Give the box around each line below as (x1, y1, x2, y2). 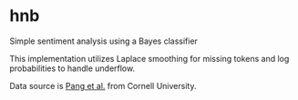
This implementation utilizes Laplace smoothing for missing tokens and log (9, 53, 290, 64)
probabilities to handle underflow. (9, 63, 135, 74)
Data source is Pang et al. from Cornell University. (9, 80, 197, 91)
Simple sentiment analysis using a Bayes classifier (9, 35, 199, 46)
